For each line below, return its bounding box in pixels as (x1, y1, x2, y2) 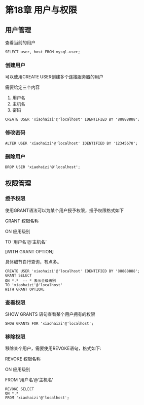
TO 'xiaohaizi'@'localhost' (5, 282, 63, 287)
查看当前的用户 (5, 40, 36, 45)
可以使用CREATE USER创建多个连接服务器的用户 (5, 74, 104, 80)
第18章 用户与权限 (5, 4, 77, 16)
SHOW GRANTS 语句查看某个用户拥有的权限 (5, 311, 95, 317)
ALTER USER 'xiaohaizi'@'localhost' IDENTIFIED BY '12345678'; (5, 141, 138, 146)
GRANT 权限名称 (5, 218, 39, 224)
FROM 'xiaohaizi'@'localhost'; (5, 395, 70, 401)
